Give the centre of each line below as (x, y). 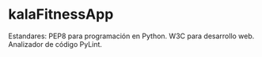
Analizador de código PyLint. (55, 44)
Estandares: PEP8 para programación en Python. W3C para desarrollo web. (131, 36)
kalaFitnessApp (61, 14)
